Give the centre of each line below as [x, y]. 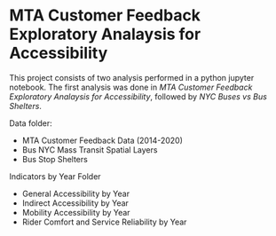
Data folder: [31, 123]
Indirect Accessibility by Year [75, 203]
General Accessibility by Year [76, 193]
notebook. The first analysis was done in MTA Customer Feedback [131, 87]
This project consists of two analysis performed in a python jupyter [132, 77]
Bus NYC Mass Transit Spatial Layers [90, 149]
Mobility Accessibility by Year [76, 212]
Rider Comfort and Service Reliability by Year [104, 222]
